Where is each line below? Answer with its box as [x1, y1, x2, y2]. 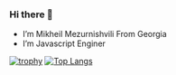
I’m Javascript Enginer [22, 38, 107, 49]
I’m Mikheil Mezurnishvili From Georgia [22, 29, 167, 40]
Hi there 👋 [9, 8, 54, 21]
